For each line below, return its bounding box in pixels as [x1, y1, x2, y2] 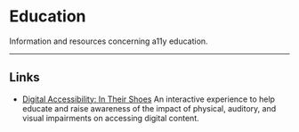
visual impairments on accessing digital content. [21, 112, 200, 123]
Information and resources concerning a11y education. [9, 36, 208, 46]
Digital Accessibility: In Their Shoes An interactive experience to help [21, 94, 276, 104]
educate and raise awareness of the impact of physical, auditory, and [21, 103, 277, 113]
